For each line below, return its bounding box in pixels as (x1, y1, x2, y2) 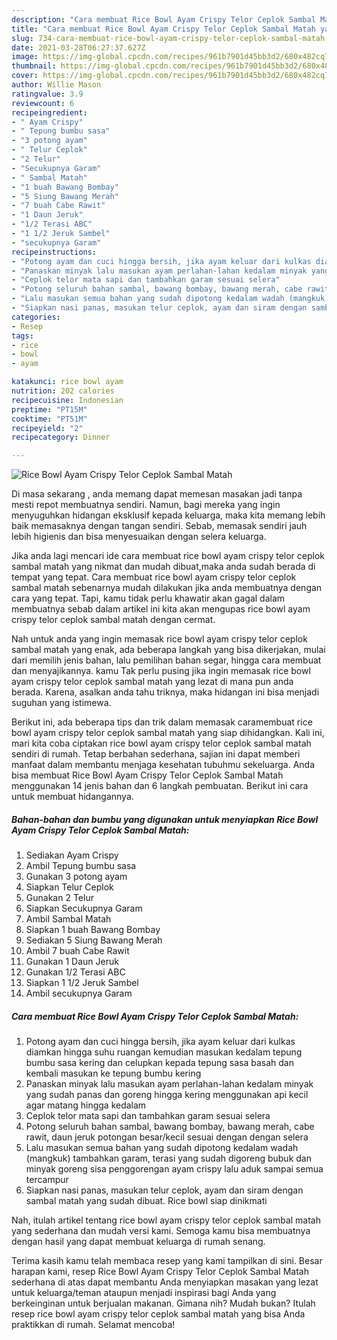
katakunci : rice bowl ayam (11, 377, 124, 387)
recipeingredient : (11, 107, 88, 118)
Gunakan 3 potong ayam (25, 871, 128, 883)
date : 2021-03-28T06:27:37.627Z (11, 42, 146, 53)
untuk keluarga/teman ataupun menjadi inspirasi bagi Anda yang (11, 1287, 277, 1299)
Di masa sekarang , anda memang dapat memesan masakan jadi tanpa (11, 488, 303, 500)
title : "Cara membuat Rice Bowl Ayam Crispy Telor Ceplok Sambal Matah (11, 24, 316, 34)
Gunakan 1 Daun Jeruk (25, 956, 119, 968)
